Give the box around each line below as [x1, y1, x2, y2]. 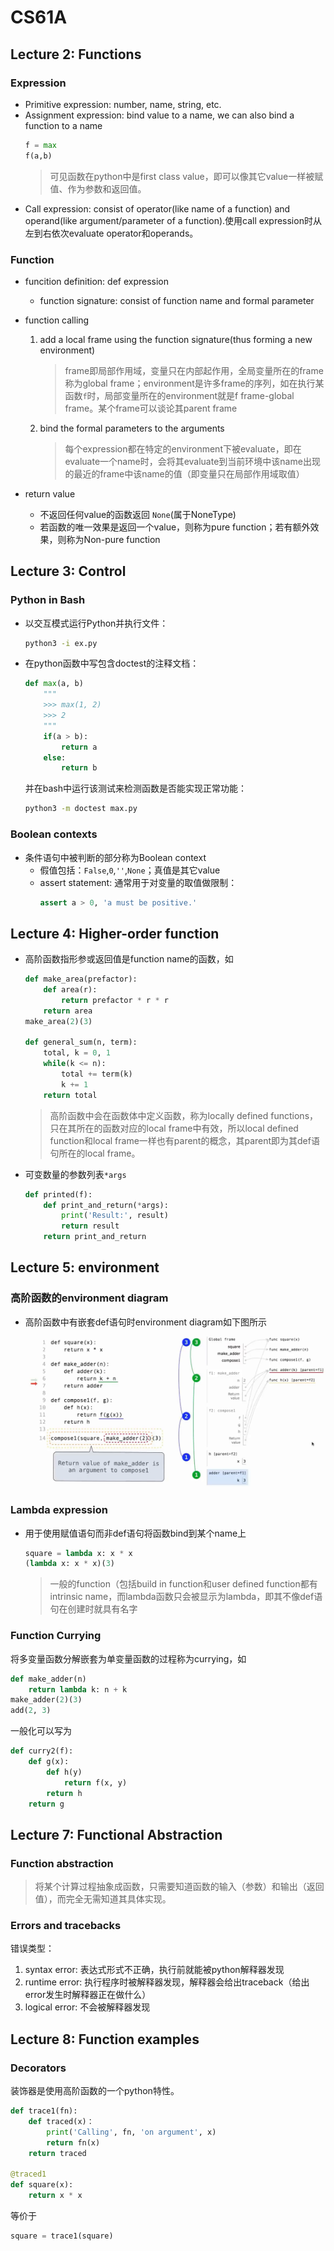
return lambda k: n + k [28, 1684, 128, 1695]
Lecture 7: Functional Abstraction [10, 1826, 223, 1843]
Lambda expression [10, 1503, 108, 1517]
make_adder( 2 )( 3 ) [10, 1695, 83, 1705]
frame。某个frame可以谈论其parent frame [64, 402, 238, 414]
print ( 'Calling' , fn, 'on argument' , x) [46, 2127, 217, 2137]
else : [43, 752, 67, 763]
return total [43, 1090, 98, 1100]
